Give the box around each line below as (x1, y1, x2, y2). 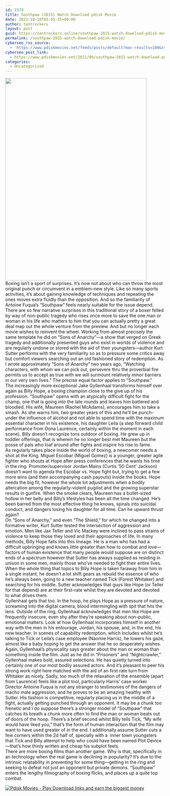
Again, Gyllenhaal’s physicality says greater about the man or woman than (5, 646, 159, 652)
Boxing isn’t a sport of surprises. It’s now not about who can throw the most (5, 281, 163, 287)
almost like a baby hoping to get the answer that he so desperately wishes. (5, 641, 161, 647)
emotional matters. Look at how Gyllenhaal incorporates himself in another (5, 619, 161, 625)
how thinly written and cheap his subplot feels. (22, 743, 120, 749)
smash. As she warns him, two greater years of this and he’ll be (5, 410, 138, 416)
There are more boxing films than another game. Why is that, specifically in (5, 748, 162, 754)
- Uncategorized (10, 64, 44, 69)
